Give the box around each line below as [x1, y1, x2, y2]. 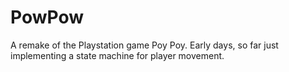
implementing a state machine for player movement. [10, 49, 225, 61]
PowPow [10, 6, 85, 29]
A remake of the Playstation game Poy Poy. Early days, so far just [10, 39, 279, 51]
